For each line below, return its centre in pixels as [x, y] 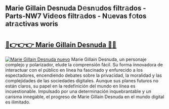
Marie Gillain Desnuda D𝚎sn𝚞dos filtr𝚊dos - [76, 8]
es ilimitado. [18, 102]
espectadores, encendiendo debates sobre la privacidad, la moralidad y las [83, 75]
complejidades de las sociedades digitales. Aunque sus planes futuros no [82, 81]
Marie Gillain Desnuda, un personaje [109, 59]
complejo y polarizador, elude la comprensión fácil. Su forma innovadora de [84, 65]
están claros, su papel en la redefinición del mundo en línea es [70, 86]
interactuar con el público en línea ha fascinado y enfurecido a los [74, 70]
